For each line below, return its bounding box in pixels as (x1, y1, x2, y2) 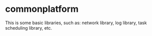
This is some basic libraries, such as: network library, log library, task (5, 20, 147, 26)
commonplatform (5, 3, 79, 15)
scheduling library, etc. (5, 25, 52, 31)
